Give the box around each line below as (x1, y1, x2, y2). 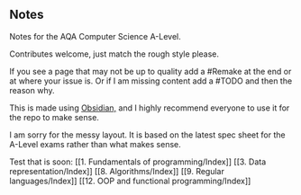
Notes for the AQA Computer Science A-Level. (9, 31, 182, 41)
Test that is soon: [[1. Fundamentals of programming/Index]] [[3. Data (9, 156, 267, 167)
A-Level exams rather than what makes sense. (9, 138, 182, 149)
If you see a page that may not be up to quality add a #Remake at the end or (9, 66, 292, 76)
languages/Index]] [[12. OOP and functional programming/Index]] (9, 175, 251, 186)
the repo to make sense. (9, 111, 99, 122)
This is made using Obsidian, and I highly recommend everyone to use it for (9, 102, 290, 113)
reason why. (9, 84, 56, 95)
